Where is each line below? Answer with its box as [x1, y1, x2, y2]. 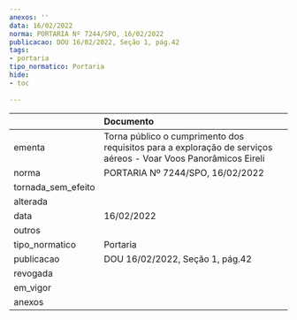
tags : [9, 46, 29, 55]
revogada [13, 267, 53, 279]
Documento [103, 115, 155, 127]
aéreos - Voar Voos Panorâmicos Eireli [103, 152, 265, 164]
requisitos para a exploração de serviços [103, 141, 273, 153]
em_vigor [13, 281, 51, 293]
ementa [13, 141, 46, 153]
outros [13, 224, 42, 236]
